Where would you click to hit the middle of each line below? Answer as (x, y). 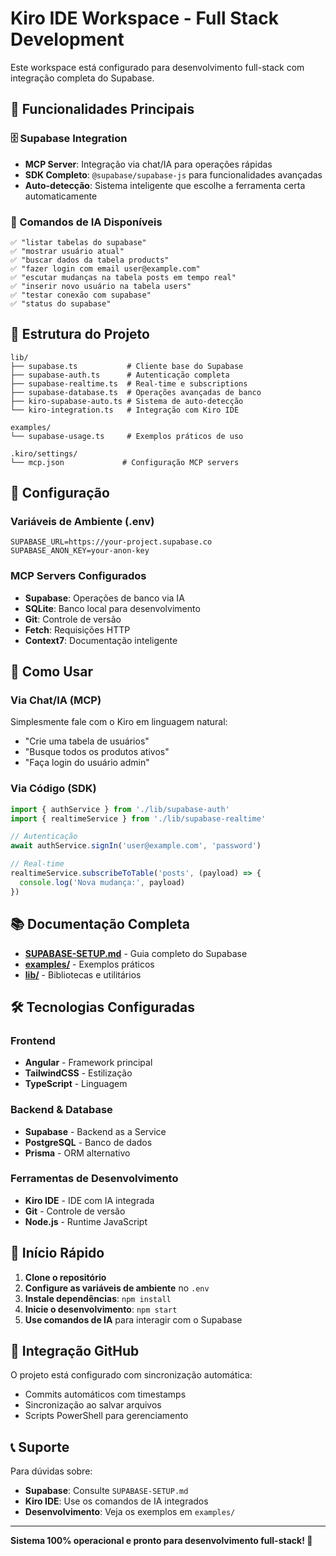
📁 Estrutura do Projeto (80, 334)
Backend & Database (61, 1110)
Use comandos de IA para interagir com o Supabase (133, 1319)
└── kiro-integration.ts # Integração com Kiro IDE (125, 410)
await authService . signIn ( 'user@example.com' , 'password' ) (136, 846)
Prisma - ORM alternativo (77, 1153)
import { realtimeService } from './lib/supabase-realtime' (138, 818)
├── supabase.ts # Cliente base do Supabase (127, 366)
